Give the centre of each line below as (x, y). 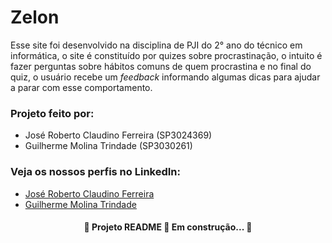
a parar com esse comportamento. (81, 87)
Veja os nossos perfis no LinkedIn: (95, 172)
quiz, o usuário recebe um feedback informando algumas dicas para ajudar (165, 77)
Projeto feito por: (52, 113)
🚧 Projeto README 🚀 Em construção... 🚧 (168, 227)
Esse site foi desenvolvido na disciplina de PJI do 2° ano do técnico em (156, 45)
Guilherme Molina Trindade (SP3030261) (108, 146)
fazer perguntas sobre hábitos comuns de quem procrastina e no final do (161, 66)
